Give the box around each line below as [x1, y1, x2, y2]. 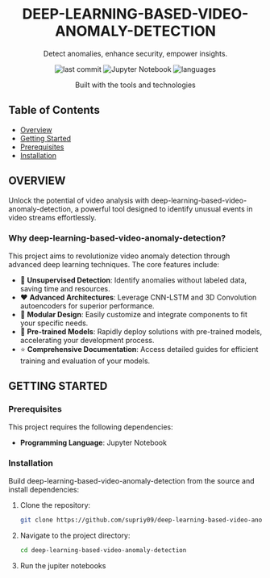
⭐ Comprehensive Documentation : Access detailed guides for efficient [19, 344, 259, 354]
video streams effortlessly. [8, 212, 97, 222]
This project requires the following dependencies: [8, 421, 173, 432]
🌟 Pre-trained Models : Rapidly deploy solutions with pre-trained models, [19, 326, 263, 336]
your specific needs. [19, 318, 89, 328]
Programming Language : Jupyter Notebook [19, 438, 168, 447]
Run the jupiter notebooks [19, 560, 106, 570]
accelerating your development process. [19, 335, 155, 345]
